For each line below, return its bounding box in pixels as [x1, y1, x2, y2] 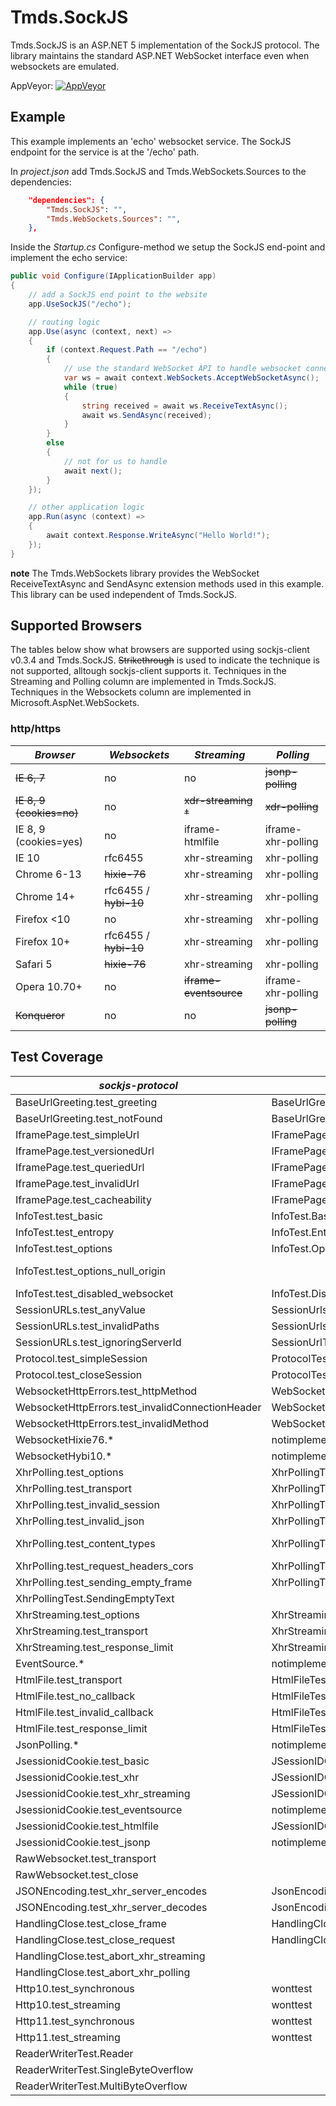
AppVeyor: [10, 79, 54, 91]
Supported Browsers [10, 617, 143, 635]
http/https [10, 722, 62, 736]
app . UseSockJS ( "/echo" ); [28, 299, 132, 309]
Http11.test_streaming [15, 2030, 121, 2044]
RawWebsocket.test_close [15, 1867, 139, 1881]
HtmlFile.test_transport [15, 1672, 123, 1686]
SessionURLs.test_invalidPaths [15, 1319, 160, 1333]
